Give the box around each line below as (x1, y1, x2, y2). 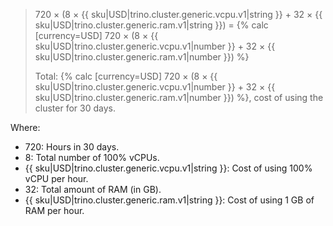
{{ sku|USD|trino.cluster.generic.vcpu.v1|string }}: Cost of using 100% (24, 162, 313, 174)
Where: (10, 122, 41, 133)
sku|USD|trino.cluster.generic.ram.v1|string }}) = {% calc (34, 19, 269, 31)
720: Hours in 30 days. (24, 141, 120, 153)
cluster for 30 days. (34, 102, 116, 114)
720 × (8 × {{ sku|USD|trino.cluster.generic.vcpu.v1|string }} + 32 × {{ (34, 9, 323, 20)
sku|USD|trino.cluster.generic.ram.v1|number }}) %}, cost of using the (34, 92, 324, 103)
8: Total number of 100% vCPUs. (24, 152, 160, 163)
